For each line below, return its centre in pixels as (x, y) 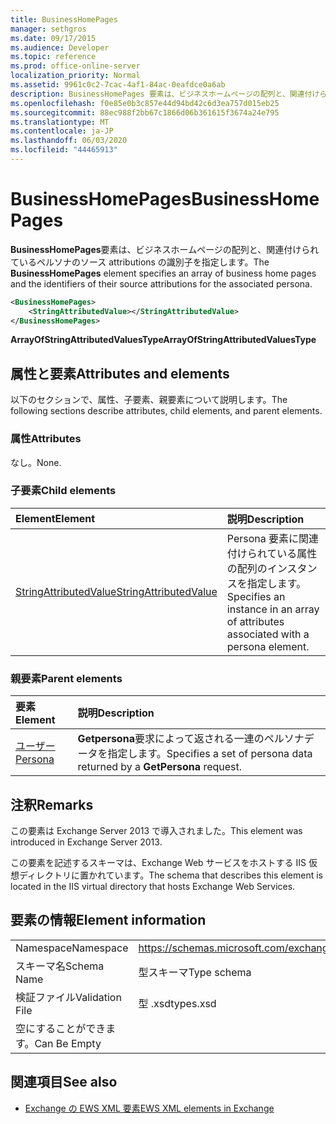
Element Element (55, 518)
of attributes (255, 621)
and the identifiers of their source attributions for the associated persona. (161, 283)
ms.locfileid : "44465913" (64, 150)
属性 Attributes (46, 439)
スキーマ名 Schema (60, 966)
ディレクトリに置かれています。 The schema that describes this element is (171, 875)
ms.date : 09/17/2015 (53, 38)
